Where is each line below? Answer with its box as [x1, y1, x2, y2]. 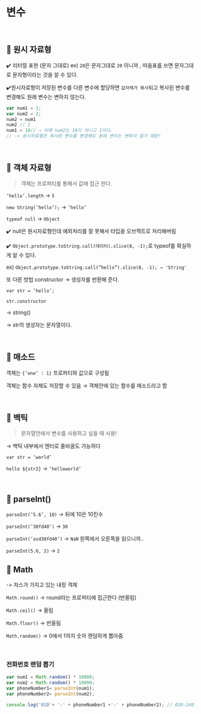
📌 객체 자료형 [6, 163, 52, 173]
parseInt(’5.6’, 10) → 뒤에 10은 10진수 [6, 511, 103, 518]
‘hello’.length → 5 [6, 191, 55, 199]
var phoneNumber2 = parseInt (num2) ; [6, 691, 95, 697]
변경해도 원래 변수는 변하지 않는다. [6, 93, 86, 100]
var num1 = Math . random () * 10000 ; [6, 674, 95, 680]
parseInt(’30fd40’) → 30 [6, 523, 68, 530]
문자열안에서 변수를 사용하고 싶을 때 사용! [20, 430, 117, 437]
